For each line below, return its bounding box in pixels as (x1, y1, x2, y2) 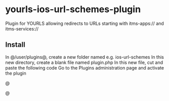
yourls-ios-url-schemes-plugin (5, 4, 141, 15)
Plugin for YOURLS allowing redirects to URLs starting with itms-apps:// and (5, 20, 164, 26)
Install (5, 41, 25, 49)
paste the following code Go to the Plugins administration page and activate (5, 64, 164, 71)
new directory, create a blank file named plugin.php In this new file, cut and (5, 59, 163, 65)
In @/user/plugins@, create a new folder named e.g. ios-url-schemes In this (5, 54, 164, 60)
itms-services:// (5, 25, 39, 31)
